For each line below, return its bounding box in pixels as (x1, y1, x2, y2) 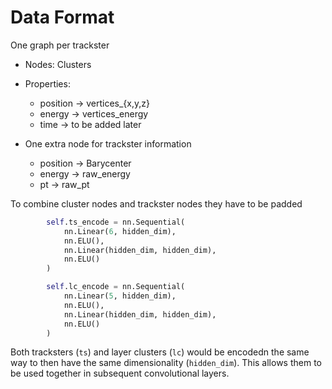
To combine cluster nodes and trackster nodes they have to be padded (10, 197, 303, 210)
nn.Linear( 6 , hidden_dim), (63, 226, 177, 236)
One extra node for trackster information (24, 137, 192, 150)
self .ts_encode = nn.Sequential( (46, 217, 186, 227)
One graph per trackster (10, 39, 110, 51)
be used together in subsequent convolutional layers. (10, 367, 230, 380)
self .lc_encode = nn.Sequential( (46, 282, 186, 292)
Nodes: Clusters (24, 58, 92, 70)
